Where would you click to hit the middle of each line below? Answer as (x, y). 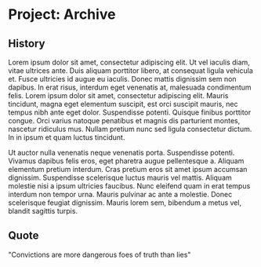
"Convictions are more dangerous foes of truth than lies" (100, 254)
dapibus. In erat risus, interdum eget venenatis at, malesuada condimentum (130, 87)
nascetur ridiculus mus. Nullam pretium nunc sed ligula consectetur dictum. (130, 129)
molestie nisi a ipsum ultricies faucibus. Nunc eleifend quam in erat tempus (129, 186)
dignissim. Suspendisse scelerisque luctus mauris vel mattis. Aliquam (120, 177)
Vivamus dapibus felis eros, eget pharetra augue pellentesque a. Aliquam (126, 161)
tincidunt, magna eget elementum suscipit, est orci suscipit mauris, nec (123, 104)
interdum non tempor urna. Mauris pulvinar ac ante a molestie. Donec (120, 194)
